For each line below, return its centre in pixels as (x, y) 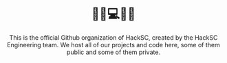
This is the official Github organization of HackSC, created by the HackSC (113, 37)
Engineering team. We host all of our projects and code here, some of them (113, 45)
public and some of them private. (113, 52)
